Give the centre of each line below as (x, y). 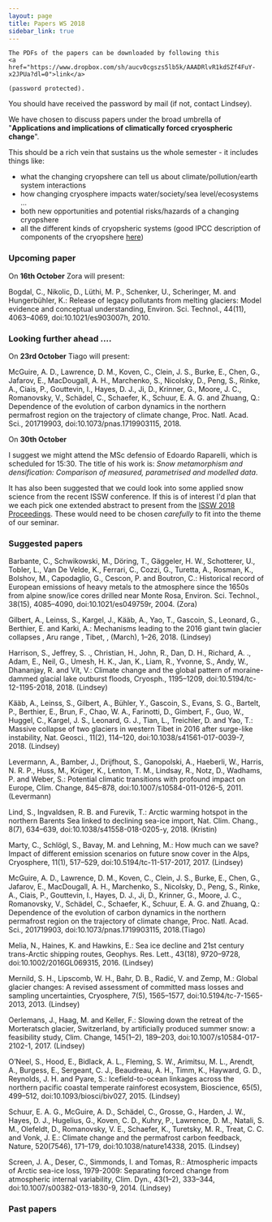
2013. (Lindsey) (54, 1005)
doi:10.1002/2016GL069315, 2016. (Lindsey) (81, 963)
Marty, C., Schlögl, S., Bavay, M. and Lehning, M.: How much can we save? (134, 846)
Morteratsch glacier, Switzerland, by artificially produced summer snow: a (132, 1029)
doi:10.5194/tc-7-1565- (225, 996)
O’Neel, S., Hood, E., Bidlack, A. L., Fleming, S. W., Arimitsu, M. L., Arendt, (132, 1062)
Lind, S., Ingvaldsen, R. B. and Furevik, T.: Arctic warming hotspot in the (128, 812)
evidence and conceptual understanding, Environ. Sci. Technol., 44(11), (127, 308)
